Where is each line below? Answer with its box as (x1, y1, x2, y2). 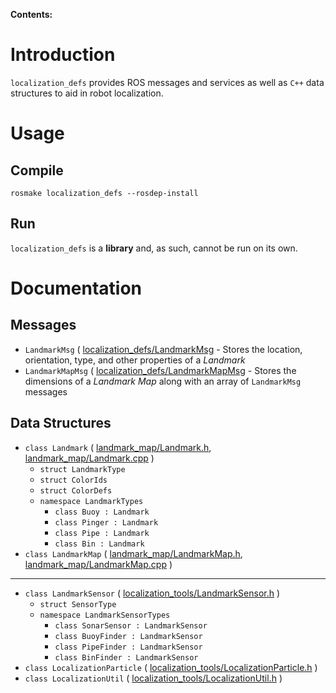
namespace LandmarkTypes (39, 496, 144, 506)
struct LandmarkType (39, 464, 126, 474)
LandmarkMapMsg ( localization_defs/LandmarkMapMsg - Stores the (24, 364, 297, 376)
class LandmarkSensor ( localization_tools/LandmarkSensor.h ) (24, 587, 281, 599)
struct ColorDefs (39, 485, 113, 496)
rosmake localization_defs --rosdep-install (10, 188, 199, 198)
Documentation (10, 277, 143, 299)
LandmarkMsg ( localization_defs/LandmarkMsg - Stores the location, (24, 343, 303, 355)
